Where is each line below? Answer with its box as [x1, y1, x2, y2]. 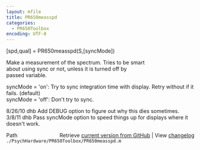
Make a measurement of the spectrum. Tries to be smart [6, 59, 145, 66]
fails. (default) [6, 90, 41, 97]
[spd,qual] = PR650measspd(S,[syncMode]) [6, 47, 115, 54]
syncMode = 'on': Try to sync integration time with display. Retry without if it [6, 83, 194, 90]
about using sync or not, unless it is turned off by [6, 65, 127, 72]
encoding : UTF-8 [6, 31, 47, 37]
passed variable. [6, 72, 47, 79]
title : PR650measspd [6, 14, 58, 20]
